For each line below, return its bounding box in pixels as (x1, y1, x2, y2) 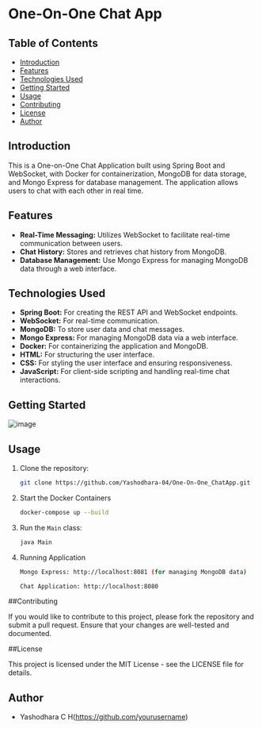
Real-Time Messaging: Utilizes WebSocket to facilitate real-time (19, 229, 230, 239)
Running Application (19, 553, 86, 562)
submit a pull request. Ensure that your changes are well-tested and (8, 620, 230, 630)
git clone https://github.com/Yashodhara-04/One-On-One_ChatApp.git (19, 479, 251, 487)
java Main (19, 538, 53, 546)
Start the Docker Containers (19, 493, 112, 503)
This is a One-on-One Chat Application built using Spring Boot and (8, 160, 226, 170)
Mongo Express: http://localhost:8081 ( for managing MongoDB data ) (19, 568, 248, 576)
